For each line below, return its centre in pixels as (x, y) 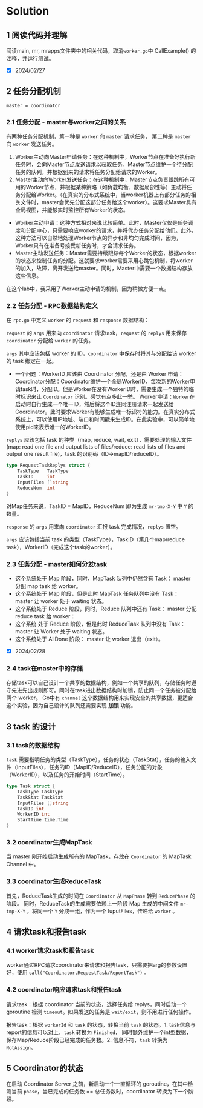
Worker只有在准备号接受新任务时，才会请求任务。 (77, 245)
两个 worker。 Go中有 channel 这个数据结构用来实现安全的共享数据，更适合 (100, 698)
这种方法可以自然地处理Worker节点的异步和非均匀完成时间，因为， (98, 238)
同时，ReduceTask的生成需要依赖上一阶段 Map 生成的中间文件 (101, 903)
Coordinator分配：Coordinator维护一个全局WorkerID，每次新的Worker (102, 382)
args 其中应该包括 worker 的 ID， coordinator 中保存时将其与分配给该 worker (101, 353)
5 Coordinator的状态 (45, 1068)
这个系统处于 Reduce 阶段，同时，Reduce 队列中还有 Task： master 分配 (106, 609)
